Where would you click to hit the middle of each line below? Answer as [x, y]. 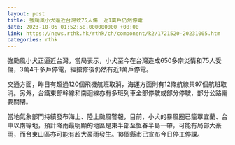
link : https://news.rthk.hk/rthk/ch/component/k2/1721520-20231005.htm [114, 33]
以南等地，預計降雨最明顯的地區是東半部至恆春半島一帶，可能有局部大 [114, 125]
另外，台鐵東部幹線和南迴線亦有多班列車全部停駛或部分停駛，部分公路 [120, 93]
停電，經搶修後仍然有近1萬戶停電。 [102, 69]
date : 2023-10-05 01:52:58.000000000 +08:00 [73, 27]
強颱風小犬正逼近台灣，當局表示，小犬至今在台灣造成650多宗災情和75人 [111, 61]
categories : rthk [33, 40]
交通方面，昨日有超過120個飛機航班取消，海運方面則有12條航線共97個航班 [114, 84]
